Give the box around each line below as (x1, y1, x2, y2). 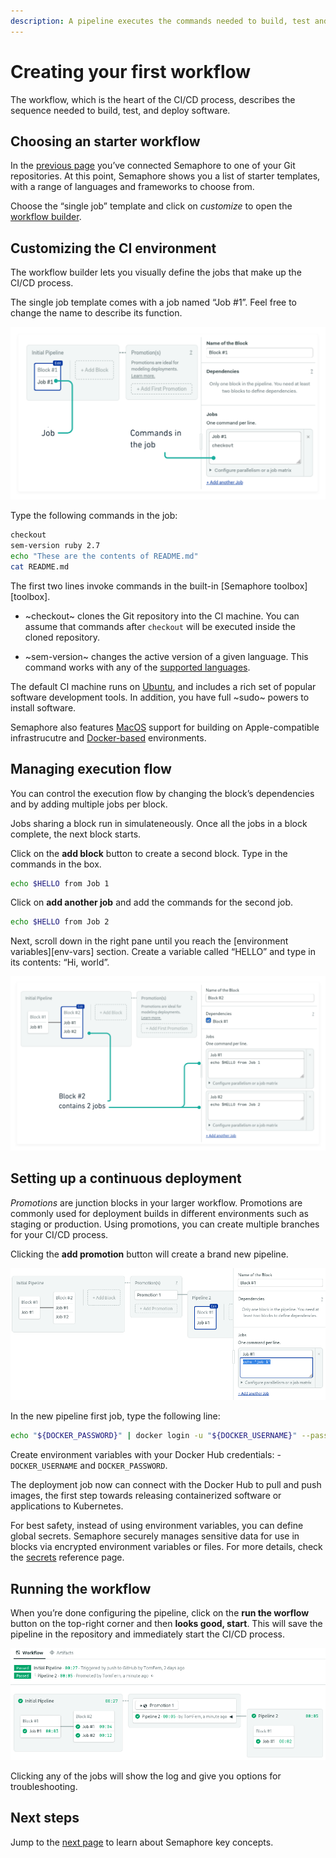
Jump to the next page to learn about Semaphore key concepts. (10, 1836, 274, 1848)
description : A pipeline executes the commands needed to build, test (10, 16, 311, 26)
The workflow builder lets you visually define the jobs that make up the (10, 266, 302, 279)
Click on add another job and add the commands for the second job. (10, 896, 294, 909)
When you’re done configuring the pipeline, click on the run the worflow (10, 1607, 310, 1619)
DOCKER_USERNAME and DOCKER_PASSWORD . (10, 1460, 168, 1472)
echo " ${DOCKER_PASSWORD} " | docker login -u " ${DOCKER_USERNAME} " (10, 1431, 298, 1441)
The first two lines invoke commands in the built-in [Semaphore (10, 580, 272, 592)
